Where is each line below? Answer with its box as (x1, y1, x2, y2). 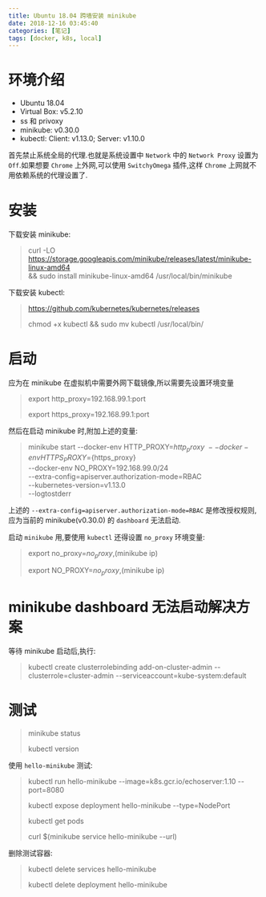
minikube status (27, 729, 81, 738)
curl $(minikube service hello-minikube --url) (27, 832, 178, 842)
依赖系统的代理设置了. (14, 170, 88, 181)
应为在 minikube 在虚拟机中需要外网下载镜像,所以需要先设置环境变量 (8, 378, 234, 388)
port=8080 (27, 785, 65, 795)
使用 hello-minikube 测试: (8, 761, 94, 770)
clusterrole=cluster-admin (27, 671, 115, 680)
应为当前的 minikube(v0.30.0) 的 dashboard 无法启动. (8, 515, 182, 525)
